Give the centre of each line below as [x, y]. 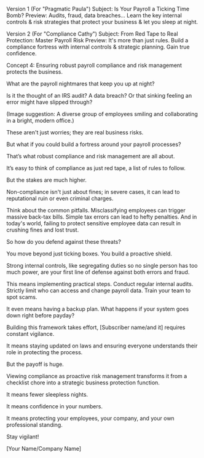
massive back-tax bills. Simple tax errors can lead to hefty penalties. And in [102, 217]
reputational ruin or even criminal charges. [60, 198]
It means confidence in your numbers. [55, 406]
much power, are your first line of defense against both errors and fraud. [98, 272]
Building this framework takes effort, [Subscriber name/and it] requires [96, 327]
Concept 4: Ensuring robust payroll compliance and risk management [94, 65]
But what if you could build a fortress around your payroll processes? [94, 144]
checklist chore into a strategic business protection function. [83, 382]
